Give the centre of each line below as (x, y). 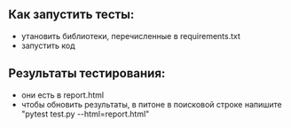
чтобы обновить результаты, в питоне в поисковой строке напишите (151, 104)
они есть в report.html (62, 95)
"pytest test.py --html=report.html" (85, 114)
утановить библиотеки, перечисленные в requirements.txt (131, 36)
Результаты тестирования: (87, 73)
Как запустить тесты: (71, 15)
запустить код (48, 45)
